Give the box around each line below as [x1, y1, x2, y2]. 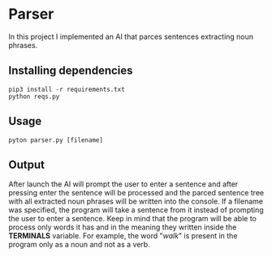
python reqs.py [8, 92, 60, 101]
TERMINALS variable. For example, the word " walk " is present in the [8, 231, 238, 241]
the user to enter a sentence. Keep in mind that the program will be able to [8, 214, 257, 224]
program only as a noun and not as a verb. [8, 240, 150, 250]
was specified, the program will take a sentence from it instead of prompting [8, 205, 264, 215]
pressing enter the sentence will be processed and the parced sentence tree [8, 188, 265, 198]
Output [8, 157, 45, 171]
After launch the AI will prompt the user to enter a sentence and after [8, 179, 239, 189]
